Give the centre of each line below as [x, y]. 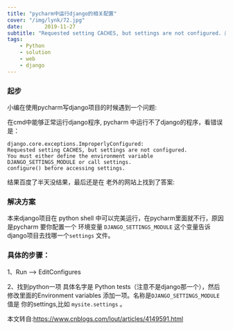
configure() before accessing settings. [67, 168]
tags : [15, 40]
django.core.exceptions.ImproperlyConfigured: [76, 144]
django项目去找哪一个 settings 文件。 [61, 236]
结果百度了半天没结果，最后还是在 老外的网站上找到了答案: [91, 182]
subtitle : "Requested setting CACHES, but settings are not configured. [114, 33]
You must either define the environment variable [80, 156]
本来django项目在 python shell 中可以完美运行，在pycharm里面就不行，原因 [115, 218]
